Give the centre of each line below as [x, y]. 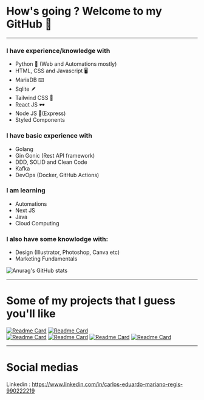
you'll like [31, 314]
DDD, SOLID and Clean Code [51, 162]
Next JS [25, 210]
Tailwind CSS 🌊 [34, 98]
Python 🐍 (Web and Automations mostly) [66, 64]
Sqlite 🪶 [25, 89]
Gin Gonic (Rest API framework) [55, 155]
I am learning [26, 191]
